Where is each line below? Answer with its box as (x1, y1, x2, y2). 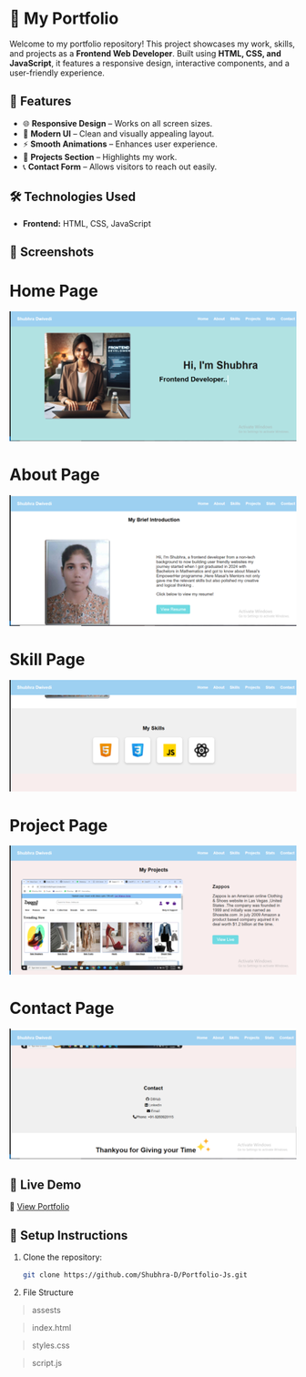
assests (31, 1304, 61, 1315)
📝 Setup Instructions (9, 1228, 128, 1243)
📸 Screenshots (9, 244, 95, 259)
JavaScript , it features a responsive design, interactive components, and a (9, 57, 290, 68)
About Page (9, 464, 100, 485)
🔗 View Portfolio (9, 1201, 70, 1212)
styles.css (31, 1340, 70, 1351)
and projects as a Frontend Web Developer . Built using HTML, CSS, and (9, 47, 282, 58)
